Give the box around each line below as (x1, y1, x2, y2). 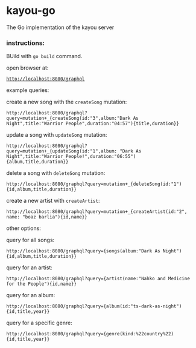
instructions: (6, 39, 45, 47)
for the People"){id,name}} (6, 281, 77, 287)
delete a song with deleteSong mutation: (6, 169, 106, 177)
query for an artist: (6, 264, 53, 271)
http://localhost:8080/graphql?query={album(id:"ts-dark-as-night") (6, 303, 182, 309)
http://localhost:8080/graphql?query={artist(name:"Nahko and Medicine (6, 276, 190, 282)
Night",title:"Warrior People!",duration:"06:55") (6, 154, 136, 160)
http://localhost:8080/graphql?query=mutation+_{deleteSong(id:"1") (6, 181, 182, 188)
